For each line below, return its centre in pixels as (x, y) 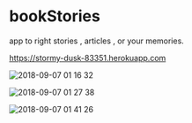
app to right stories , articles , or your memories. (97, 41)
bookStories (55, 16)
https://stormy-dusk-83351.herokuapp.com (88, 58)
